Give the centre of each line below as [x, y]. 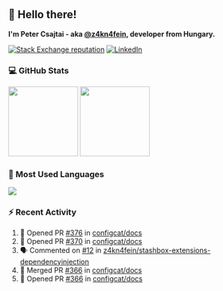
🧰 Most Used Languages [57, 175]
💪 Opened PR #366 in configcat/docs [81, 278]
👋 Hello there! [43, 15]
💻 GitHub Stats [39, 70]
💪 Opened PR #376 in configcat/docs [81, 233]
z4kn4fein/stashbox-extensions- [157, 250]
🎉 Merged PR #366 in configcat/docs [81, 270]
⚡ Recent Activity [43, 212]
